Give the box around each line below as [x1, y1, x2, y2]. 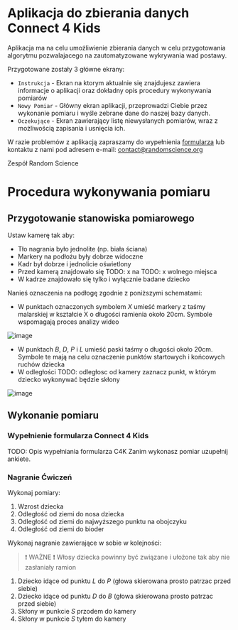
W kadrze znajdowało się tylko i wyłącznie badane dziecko [17, 275, 190, 283]
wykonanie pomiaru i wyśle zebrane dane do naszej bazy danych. [17, 109, 211, 117]
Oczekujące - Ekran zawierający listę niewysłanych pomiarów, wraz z [17, 116, 218, 125]
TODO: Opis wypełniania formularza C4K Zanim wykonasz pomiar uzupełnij [7, 447, 229, 455]
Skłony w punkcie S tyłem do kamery [17, 614, 126, 623]
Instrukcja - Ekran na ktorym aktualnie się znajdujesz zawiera [17, 78, 201, 87]
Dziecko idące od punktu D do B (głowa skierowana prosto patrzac [17, 592, 214, 600]
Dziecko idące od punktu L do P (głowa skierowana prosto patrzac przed [17, 577, 231, 585]
